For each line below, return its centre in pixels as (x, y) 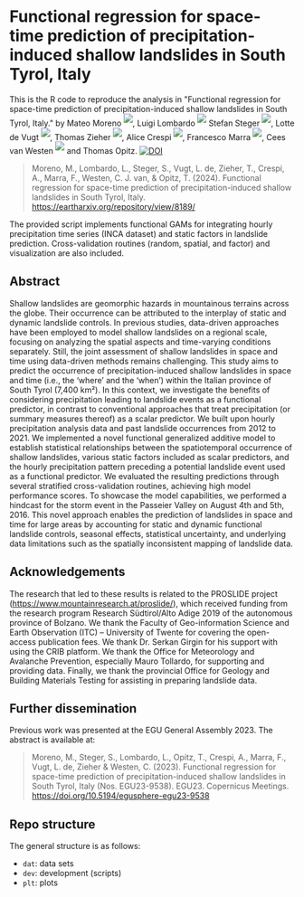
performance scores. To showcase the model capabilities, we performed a (148, 496)
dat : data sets (48, 864)
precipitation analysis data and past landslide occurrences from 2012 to (142, 428)
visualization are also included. (67, 253)
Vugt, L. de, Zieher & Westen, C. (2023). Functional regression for (154, 767)
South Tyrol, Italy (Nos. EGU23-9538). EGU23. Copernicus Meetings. (160, 786)
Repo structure (52, 824)
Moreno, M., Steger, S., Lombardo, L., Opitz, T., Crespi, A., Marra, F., (159, 758)
